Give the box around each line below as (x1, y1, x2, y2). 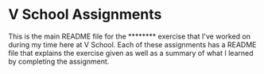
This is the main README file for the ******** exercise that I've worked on (8, 31, 250, 41)
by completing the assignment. (8, 57, 110, 66)
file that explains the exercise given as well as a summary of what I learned (8, 48, 254, 57)
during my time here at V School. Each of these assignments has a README (8, 39, 257, 49)
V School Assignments (8, 6, 162, 24)
